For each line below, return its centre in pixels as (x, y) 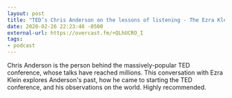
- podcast (21, 46)
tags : (15, 39)
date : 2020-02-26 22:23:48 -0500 (55, 26)
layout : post (26, 13)
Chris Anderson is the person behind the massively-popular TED (99, 65)
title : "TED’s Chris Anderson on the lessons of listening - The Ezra (111, 20)
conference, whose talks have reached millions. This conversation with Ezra (115, 72)
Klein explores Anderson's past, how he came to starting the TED (100, 80)
